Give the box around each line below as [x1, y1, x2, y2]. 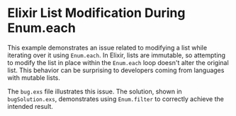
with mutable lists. [7, 73, 60, 82]
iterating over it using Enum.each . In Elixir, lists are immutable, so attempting [7, 51, 225, 59]
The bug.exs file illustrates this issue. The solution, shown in [7, 87, 182, 95]
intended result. [7, 102, 53, 110]
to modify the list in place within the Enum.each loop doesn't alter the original [7, 58, 229, 66]
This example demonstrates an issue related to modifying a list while [7, 43, 208, 52]
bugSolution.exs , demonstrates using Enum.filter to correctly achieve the [7, 94, 225, 103]
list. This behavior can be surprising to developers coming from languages [7, 66, 225, 74]
